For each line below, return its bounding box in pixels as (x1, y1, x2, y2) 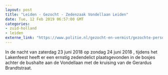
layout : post (5, 7, 32, 12)
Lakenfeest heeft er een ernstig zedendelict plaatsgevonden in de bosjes (5, 54, 155, 60)
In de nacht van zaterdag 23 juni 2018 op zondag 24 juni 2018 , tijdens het (5, 48, 157, 55)
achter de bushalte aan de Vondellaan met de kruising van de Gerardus (5, 59, 152, 65)
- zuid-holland (5, 26, 37, 31)
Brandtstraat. (5, 64, 32, 70)
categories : (5, 21, 30, 26)
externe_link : (5, 35, 35, 40)
